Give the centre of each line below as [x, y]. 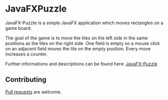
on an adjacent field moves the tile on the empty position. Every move [78, 48]
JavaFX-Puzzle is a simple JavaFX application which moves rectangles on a [84, 23]
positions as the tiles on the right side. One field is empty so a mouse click [83, 43]
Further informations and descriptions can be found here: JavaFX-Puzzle [81, 64]
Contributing [26, 80]
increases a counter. [27, 54]
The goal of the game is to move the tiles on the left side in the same [77, 38]
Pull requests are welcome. [33, 92]
